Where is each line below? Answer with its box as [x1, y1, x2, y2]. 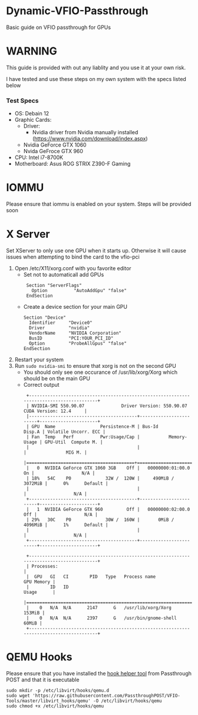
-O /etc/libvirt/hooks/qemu [93, 698, 162, 704]
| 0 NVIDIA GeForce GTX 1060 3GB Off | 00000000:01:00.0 [26, 465, 190, 471]
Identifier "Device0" [28, 320, 93, 326]
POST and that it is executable [6, 676, 80, 683]
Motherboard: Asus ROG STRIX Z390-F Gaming [14, 160, 131, 167]
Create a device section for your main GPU [23, 303, 128, 310]
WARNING [6, 44, 57, 58]
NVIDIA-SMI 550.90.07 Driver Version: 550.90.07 [31, 403, 187, 409]
